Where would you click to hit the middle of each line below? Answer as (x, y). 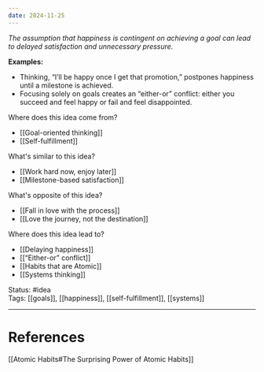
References (46, 337)
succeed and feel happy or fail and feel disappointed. (106, 102)
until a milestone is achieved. (66, 85)
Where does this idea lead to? (56, 234)
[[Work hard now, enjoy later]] (68, 171)
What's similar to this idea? (52, 156)
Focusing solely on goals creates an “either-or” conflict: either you (127, 93)
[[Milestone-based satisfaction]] (71, 180)
